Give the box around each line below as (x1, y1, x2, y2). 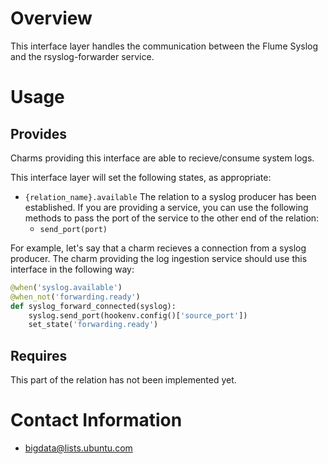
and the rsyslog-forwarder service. (10, 50, 155, 62)
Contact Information (10, 409, 183, 432)
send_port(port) (39, 224, 108, 234)
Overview (10, 7, 93, 30)
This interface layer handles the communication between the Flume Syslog (10, 40, 319, 52)
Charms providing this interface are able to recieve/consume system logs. (10, 152, 315, 164)
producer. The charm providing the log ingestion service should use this (10, 252, 308, 264)
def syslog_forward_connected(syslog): (10, 301, 177, 311)
